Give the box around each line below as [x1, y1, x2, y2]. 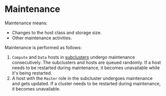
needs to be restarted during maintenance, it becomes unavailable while [11, 65, 160, 71]
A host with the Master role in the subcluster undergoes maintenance [11, 75, 153, 81]
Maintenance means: [4, 20, 48, 26]
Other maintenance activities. [11, 35, 73, 41]
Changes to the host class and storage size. [11, 29, 102, 35]
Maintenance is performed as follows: [4, 44, 82, 50]
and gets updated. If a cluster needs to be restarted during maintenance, [11, 81, 161, 87]
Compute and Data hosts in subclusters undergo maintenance [11, 54, 135, 60]
